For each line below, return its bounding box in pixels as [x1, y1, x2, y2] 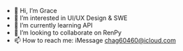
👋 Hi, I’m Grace [13, 7, 57, 14]
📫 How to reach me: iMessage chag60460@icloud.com [13, 37, 176, 44]
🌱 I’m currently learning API [13, 21, 93, 29]
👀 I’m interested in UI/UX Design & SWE [13, 14, 128, 22]
